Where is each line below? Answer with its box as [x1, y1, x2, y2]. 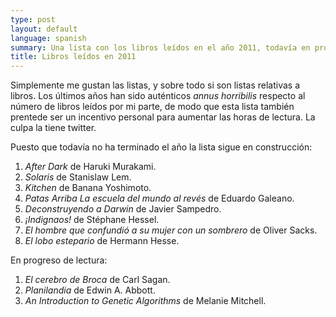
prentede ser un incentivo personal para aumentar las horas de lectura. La [10, 111, 316, 123]
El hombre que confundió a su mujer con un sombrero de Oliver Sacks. [24, 224, 318, 236]
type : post [10, 14, 56, 25]
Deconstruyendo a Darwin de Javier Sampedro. [24, 203, 222, 215]
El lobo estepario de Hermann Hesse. [24, 235, 180, 247]
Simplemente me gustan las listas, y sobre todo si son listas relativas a [10, 79, 300, 91]
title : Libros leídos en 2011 [10, 52, 137, 62]
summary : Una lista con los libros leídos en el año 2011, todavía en [10, 42, 311, 53]
